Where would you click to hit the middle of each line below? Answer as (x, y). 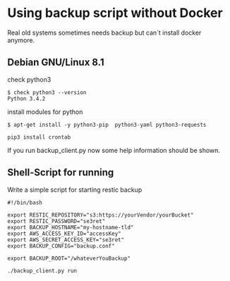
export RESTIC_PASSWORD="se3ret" (56, 221)
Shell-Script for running (61, 172)
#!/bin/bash (25, 202)
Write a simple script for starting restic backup (75, 190)
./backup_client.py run (42, 270)
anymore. (21, 40)
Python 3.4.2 (26, 98)
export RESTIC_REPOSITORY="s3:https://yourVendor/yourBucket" (101, 215)
